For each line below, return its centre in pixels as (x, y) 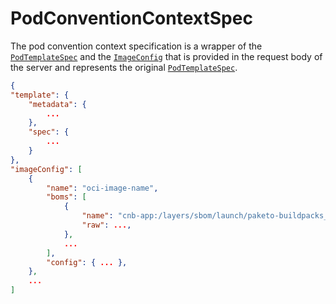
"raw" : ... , (106, 225)
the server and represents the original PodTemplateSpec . (124, 67)
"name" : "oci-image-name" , (102, 188)
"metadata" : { (57, 104)
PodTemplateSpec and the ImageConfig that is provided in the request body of (166, 56)
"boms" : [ (66, 197)
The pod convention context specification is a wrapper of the (136, 46)
